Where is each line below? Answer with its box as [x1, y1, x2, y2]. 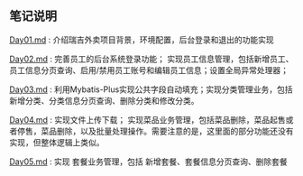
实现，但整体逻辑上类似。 [9, 136, 105, 147]
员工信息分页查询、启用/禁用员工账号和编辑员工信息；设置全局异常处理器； [9, 64, 289, 75]
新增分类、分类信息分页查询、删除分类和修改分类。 [9, 95, 199, 106]
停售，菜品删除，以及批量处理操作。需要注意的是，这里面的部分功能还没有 [16, 125, 294, 136]
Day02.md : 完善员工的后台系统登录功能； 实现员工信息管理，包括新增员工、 [9, 53, 294, 64]
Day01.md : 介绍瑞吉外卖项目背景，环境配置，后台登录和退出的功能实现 [9, 34, 274, 45]
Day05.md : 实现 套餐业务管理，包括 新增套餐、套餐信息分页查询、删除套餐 [9, 156, 289, 167]
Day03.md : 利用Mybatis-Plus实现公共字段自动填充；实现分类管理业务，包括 [9, 84, 293, 95]
